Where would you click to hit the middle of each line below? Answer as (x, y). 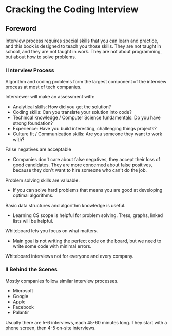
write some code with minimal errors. (52, 246)
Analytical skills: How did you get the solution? (62, 107)
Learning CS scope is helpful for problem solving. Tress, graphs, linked (88, 215)
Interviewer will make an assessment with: (50, 97)
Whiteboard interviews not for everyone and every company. (70, 256)
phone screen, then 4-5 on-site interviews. (51, 328)
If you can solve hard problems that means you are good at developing (88, 190)
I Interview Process (30, 70)
